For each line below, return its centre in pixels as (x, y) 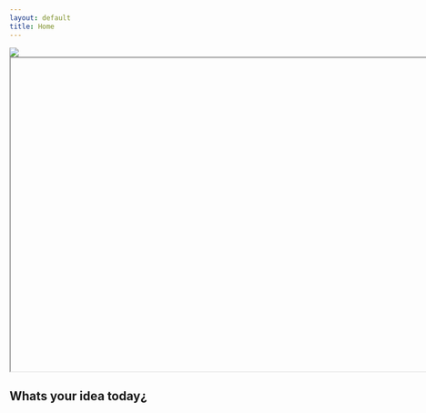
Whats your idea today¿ (78, 396)
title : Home (32, 26)
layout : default (40, 18)
